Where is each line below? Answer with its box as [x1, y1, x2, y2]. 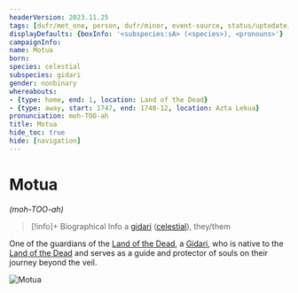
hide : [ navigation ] [9, 136, 82, 145]
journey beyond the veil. [9, 257, 98, 267]
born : [9, 54, 29, 63]
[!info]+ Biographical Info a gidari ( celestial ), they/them [30, 220, 231, 231]
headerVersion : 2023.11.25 [9, 12, 109, 22]
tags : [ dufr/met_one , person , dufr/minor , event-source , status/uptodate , [9, 21, 292, 30]
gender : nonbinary [9, 79, 77, 88]
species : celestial [9, 63, 82, 72]
